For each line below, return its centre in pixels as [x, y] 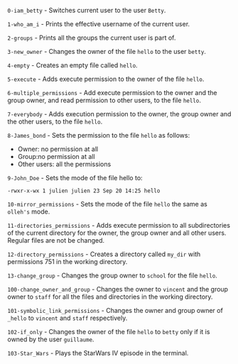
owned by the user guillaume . [51, 339]
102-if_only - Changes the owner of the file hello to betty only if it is [109, 332]
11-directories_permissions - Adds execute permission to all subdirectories [119, 225]
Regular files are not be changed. [56, 240]
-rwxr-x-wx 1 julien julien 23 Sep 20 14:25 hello [84, 191]
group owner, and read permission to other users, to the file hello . [104, 100]
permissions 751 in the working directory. [67, 261]
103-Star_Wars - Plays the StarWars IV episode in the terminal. [98, 353]
